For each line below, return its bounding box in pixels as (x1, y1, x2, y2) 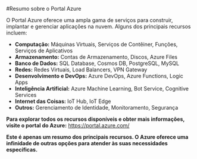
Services (14, 92, 37, 98)
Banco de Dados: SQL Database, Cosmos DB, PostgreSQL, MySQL (14, 60, 180, 67)
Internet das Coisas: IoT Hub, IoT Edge (14, 98, 111, 105)
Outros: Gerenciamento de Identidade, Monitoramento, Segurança (14, 104, 179, 111)
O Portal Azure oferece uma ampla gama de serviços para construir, (6, 17, 173, 23)
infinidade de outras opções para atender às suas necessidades (6, 140, 168, 146)
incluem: (6, 29, 27, 36)
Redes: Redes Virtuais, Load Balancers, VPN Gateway (14, 66, 148, 73)
